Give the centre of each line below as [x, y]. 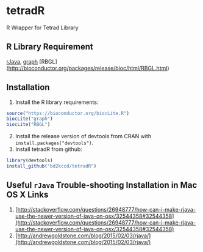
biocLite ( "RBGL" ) [28, 125]
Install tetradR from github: [48, 149]
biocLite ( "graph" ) [30, 119]
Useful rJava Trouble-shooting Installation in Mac [102, 185]
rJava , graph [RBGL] [32, 61]
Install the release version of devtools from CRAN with [83, 136]
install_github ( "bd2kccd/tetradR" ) [52, 166]
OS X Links [27, 195]
